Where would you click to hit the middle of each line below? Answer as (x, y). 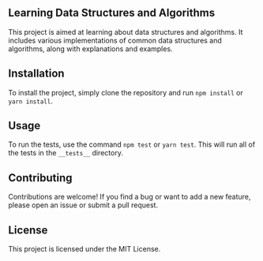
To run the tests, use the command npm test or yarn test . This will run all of (131, 144)
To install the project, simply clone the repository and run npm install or (126, 92)
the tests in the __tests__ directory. (66, 153)
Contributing (40, 178)
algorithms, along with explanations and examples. (90, 48)
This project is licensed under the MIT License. (85, 249)
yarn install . (30, 101)
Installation (36, 74)
